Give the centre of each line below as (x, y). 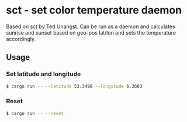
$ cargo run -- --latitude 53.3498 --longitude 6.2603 (74, 86)
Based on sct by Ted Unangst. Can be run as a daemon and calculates (91, 26)
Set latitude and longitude (44, 74)
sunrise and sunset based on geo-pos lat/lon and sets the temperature (91, 32)
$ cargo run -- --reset (35, 113)
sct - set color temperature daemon (94, 10)
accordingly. (21, 39)
